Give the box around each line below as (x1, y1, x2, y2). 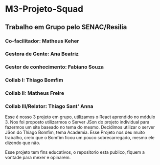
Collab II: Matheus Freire (5, 90, 65, 97)
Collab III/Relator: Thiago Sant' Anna (5, 103, 94, 110)
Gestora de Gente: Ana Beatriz (5, 50, 79, 57)
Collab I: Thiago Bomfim (5, 77, 64, 83)
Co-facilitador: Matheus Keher (5, 38, 79, 44)
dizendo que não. (5, 140, 41, 146)
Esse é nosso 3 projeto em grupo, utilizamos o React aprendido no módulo (5, 114, 156, 120)
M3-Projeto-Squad (5, 3, 84, 15)
